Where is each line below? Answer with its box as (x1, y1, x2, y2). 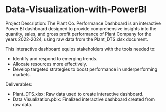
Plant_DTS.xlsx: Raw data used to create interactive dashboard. (12, 91, 144, 97)
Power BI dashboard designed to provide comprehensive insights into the (5, 25, 157, 31)
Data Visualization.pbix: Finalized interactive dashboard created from (12, 96, 155, 102)
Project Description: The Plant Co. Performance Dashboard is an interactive (5, 20, 161, 26)
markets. (12, 71, 31, 77)
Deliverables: (5, 81, 33, 87)
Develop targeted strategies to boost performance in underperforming (12, 66, 158, 72)
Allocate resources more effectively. (12, 61, 87, 67)
